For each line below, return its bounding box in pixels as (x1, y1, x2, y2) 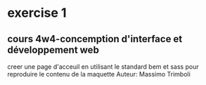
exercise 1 (7, 5, 67, 21)
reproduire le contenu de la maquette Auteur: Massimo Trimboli (7, 70, 191, 78)
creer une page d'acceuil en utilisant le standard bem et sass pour (7, 63, 199, 71)
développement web (7, 44, 100, 55)
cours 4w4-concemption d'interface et (7, 33, 183, 45)
